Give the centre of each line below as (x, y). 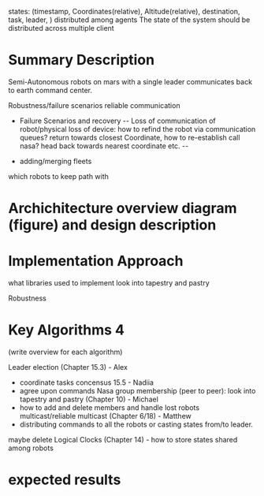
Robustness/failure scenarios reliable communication (94, 105)
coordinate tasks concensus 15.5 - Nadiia (86, 382)
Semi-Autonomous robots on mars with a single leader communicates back (130, 81)
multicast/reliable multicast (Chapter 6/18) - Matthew (105, 416)
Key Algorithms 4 (66, 330)
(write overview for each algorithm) (65, 352)
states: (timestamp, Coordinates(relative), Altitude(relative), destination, (124, 11)
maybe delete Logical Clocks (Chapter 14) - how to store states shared (123, 440)
